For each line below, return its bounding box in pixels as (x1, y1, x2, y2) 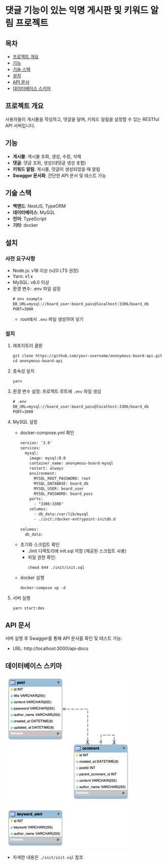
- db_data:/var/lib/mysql (33, 512, 89, 517)
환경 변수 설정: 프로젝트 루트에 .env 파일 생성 (12, 389, 102, 395)
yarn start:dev (12, 606, 45, 611)
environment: (29, 471, 57, 476)
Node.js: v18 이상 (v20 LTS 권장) (12, 267, 79, 274)
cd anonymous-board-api (12, 359, 63, 364)
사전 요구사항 (5, 255, 35, 262)
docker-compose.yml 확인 (20, 430, 74, 436)
